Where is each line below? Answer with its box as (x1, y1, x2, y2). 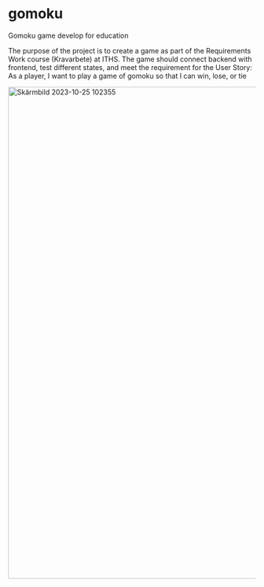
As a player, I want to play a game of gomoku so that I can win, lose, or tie (8, 71, 247, 80)
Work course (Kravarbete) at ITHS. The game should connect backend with (8, 54, 253, 64)
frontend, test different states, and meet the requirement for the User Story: (8, 62, 253, 72)
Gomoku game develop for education (8, 31, 129, 40)
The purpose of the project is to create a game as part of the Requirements (8, 46, 251, 55)
